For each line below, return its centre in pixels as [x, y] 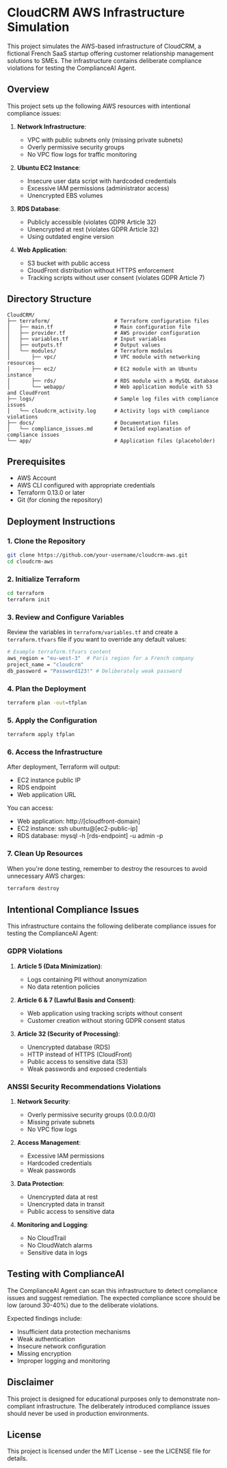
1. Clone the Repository [46, 541]
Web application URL [46, 795]
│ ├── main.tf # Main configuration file [99, 327]
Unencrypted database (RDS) [69, 1047]
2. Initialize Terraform [43, 579]
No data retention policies [64, 987]
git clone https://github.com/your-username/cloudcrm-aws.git [97, 555]
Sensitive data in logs [57, 1252]
